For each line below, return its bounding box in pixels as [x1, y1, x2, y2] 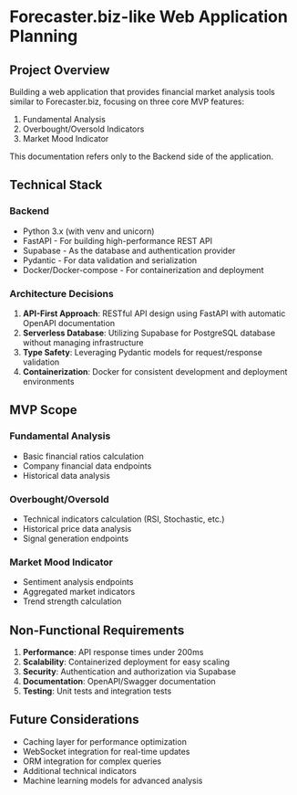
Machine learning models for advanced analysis [22, 775, 203, 786]
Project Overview [9, 62, 110, 78]
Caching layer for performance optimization [22, 736, 187, 747]
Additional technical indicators [22, 765, 137, 776]
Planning [9, 26, 78, 47]
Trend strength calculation [22, 596, 122, 607]
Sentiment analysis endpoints [22, 577, 134, 588]
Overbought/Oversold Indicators [22, 123, 145, 134]
